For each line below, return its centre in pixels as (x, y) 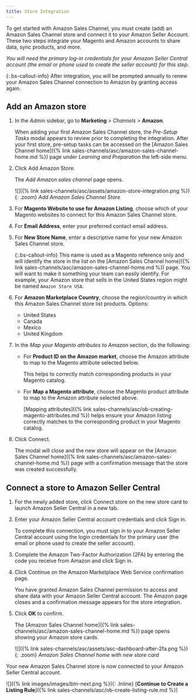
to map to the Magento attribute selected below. (81, 363)
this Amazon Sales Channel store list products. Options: (82, 304)
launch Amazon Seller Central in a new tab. (66, 508)
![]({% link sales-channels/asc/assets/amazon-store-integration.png (97, 191)
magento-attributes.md (51, 415)
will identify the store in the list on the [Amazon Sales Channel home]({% (102, 261)
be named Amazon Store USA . (49, 286)
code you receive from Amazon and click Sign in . (74, 561)
